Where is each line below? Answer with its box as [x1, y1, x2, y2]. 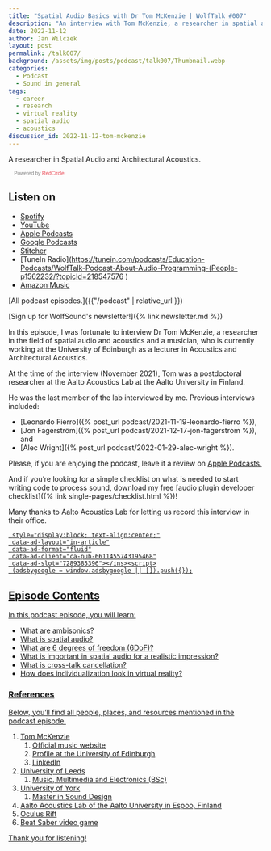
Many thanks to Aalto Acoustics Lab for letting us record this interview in [8, 507, 250, 517]
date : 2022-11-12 [8, 27, 67, 35]
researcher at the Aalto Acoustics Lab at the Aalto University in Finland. [8, 377, 246, 387]
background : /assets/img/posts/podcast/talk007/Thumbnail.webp [8, 57, 226, 65]
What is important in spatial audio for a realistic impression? [19, 651, 219, 661]
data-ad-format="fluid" [11, 546, 92, 554]
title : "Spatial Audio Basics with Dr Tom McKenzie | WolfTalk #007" [8, 11, 248, 20]
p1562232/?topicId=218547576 [19, 272, 124, 281]
